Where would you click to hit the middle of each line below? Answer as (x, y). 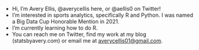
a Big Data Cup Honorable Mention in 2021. (65, 21)
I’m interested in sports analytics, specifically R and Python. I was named (103, 15)
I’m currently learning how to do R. (55, 28)
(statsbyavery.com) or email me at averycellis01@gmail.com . (87, 41)
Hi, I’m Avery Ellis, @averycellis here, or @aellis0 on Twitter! (86, 9)
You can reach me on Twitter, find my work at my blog (79, 34)
